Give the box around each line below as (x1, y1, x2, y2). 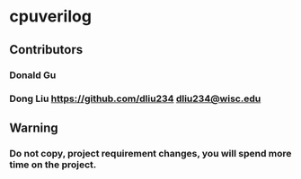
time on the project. (9, 158, 97, 171)
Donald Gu (9, 69, 57, 81)
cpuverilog (9, 6, 93, 27)
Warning (9, 120, 58, 135)
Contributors (9, 42, 84, 57)
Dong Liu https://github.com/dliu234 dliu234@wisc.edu (9, 92, 261, 105)
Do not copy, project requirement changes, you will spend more (9, 147, 292, 159)
